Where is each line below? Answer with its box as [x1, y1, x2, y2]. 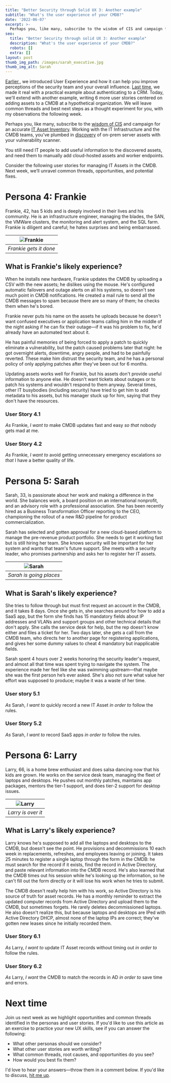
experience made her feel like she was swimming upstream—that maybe [5, 667, 158, 673]
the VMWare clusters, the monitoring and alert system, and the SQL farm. [5, 219, 159, 225]
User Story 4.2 [5, 440, 42, 447]
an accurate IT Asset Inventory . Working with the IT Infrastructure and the [5, 126, 160, 133]
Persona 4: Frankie [5, 191, 87, 203]
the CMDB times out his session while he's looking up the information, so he [5, 872, 165, 878]
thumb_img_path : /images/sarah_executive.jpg [5, 60, 103, 65]
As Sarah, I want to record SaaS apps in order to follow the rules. [5, 731, 141, 738]
